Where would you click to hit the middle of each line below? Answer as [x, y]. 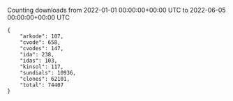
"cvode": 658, [40, 42]
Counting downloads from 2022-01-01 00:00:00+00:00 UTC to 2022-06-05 [116, 10]
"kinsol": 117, [42, 67]
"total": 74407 [42, 85]
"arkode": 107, [42, 36]
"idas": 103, [39, 61]
